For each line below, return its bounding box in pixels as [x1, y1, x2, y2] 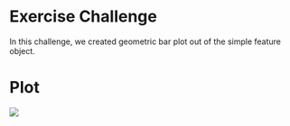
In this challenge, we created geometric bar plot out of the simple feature [9, 36, 282, 47]
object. [9, 45, 36, 56]
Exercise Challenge [9, 6, 158, 27]
